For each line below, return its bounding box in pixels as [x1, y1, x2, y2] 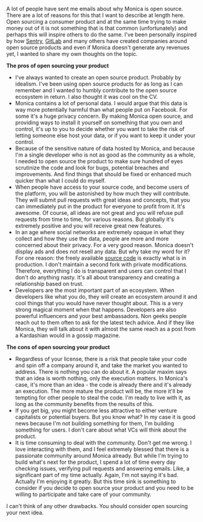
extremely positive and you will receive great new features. [15, 222, 162, 229]
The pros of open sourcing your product [6, 62, 109, 69]
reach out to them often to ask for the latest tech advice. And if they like [15, 319, 195, 326]
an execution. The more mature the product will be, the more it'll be [15, 388, 184, 395]
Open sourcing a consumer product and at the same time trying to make [6, 18, 187, 25]
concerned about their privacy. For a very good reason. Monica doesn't [15, 242, 194, 248]
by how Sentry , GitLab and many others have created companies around [6, 38, 187, 44]
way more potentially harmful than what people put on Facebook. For [15, 106, 188, 113]
